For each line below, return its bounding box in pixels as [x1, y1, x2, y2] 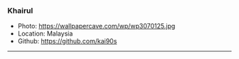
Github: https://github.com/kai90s [17, 37, 117, 45]
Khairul [7, 6, 33, 16]
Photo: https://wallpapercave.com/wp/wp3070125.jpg [17, 22, 176, 31]
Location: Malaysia [17, 29, 73, 38]
